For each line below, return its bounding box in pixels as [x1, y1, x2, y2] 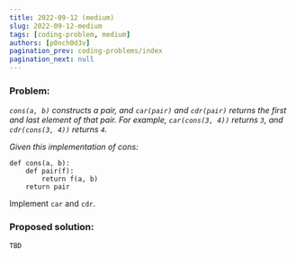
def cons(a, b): [9, 159, 70, 168]
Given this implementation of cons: [9, 141, 139, 153]
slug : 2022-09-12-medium [9, 22, 103, 31]
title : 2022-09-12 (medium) [9, 13, 115, 22]
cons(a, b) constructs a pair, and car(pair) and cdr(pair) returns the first [9, 105, 287, 116]
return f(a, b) [41, 174, 99, 184]
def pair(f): [25, 167, 75, 176]
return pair [25, 182, 70, 191]
